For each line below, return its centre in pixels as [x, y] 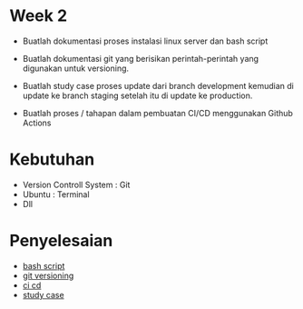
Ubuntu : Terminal [56, 194]
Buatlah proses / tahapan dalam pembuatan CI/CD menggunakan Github [157, 113]
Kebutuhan [52, 159]
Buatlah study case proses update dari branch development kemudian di [158, 85]
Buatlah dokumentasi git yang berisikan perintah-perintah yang [141, 58]
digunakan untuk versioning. [76, 68]
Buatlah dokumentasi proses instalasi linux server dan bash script [145, 41]
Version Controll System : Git [76, 184]
